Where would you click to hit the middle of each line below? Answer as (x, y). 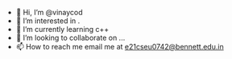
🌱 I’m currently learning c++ (62, 29)
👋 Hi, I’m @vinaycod (49, 12)
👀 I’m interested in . (48, 21)
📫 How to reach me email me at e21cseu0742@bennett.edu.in (120, 47)
